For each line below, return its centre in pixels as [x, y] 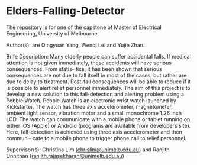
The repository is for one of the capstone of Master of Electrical [84, 27]
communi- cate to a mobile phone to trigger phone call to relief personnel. [96, 138]
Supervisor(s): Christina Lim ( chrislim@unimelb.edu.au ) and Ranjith [88, 150]
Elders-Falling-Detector [66, 11]
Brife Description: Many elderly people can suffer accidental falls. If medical [98, 56]
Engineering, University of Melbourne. [53, 33]
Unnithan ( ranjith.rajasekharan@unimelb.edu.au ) [65, 156]
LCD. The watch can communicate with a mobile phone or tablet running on [98, 119]
